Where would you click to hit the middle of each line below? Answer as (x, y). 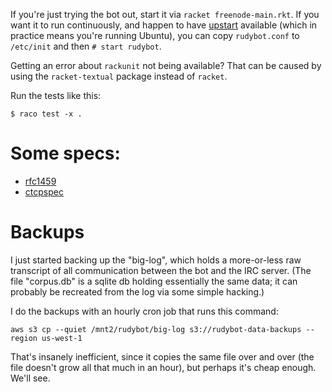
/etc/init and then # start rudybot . (86, 46)
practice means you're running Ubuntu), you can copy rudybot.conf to (155, 35)
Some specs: (65, 153)
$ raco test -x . (46, 114)
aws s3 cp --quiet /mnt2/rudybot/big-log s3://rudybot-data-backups (156, 329)
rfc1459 (40, 181)
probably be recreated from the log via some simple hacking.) (137, 291)
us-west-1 (62, 338)
